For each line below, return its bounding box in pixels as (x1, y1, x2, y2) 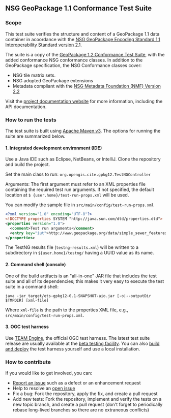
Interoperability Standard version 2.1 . (5, 42, 82, 48)
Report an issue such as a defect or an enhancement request (12, 380, 141, 386)
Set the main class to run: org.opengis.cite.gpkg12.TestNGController (5, 171, 151, 177)
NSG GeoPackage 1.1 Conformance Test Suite (5, 4, 152, 13)
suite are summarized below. (5, 133, 66, 139)
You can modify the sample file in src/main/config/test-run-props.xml (5, 202, 154, 208)
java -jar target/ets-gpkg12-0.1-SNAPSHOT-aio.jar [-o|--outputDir (5, 293, 152, 299)
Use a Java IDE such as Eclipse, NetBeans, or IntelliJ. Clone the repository (5, 156, 161, 162)
